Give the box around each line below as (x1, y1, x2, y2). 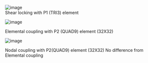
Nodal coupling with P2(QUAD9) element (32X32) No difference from (5, 47, 144, 53)
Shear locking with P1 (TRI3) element (5, 10, 79, 16)
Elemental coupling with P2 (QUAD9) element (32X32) (5, 29, 114, 34)
